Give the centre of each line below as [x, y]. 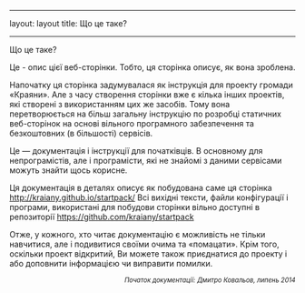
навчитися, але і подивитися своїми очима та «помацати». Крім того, [144, 244]
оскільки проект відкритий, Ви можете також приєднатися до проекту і [148, 254]
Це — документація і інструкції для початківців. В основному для [136, 151]
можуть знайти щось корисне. [69, 170]
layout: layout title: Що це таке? [68, 23]
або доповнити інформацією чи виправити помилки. [111, 263]
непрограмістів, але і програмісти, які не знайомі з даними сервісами [146, 161]
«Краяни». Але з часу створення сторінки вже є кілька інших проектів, [147, 95]
